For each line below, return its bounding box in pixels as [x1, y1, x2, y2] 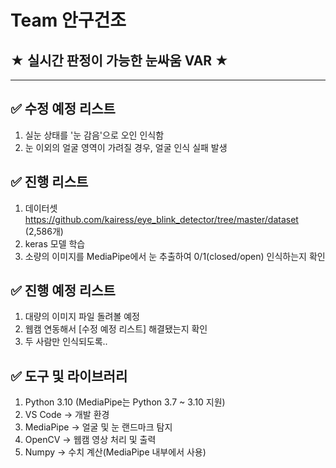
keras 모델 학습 [24, 237, 86, 250]
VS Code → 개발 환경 [24, 409, 110, 421]
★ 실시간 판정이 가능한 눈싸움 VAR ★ [10, 52, 230, 69]
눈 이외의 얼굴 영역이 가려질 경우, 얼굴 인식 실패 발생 [24, 141, 228, 153]
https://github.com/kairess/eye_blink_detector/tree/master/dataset [24, 213, 299, 225]
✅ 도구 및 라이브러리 [10, 367, 128, 385]
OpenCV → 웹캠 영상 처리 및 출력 [24, 434, 157, 446]
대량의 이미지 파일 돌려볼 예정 [24, 311, 140, 323]
